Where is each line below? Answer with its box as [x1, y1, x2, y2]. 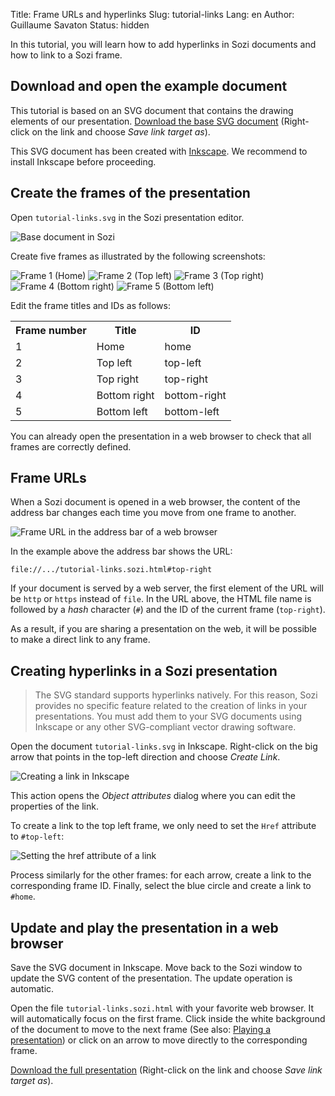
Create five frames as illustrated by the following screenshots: [10, 250, 266, 262]
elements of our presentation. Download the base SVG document [10, 115, 279, 127]
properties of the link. [10, 800, 99, 813]
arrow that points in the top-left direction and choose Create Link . [10, 751, 281, 763]
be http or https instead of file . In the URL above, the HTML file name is [10, 593, 312, 605]
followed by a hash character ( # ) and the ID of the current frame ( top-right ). [10, 604, 326, 616]
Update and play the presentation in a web [10, 919, 279, 936]
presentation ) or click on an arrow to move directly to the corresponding [10, 1034, 308, 1046]
